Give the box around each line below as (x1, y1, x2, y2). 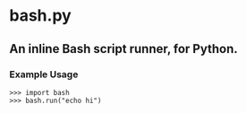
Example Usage (9, 68, 79, 81)
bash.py (9, 5, 72, 26)
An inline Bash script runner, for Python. (9, 41, 239, 56)
